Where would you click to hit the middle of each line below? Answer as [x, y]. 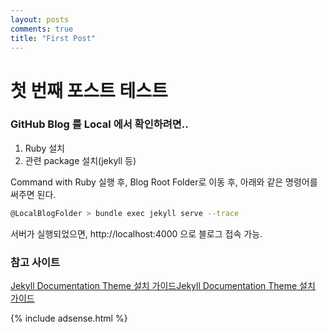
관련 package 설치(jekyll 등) [80, 160]
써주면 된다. [33, 194]
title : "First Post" [53, 38]
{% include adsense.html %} [69, 318]
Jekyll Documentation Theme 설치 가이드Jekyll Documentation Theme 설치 [163, 286]
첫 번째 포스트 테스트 [89, 90]
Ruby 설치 [44, 148]
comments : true [42, 29]
